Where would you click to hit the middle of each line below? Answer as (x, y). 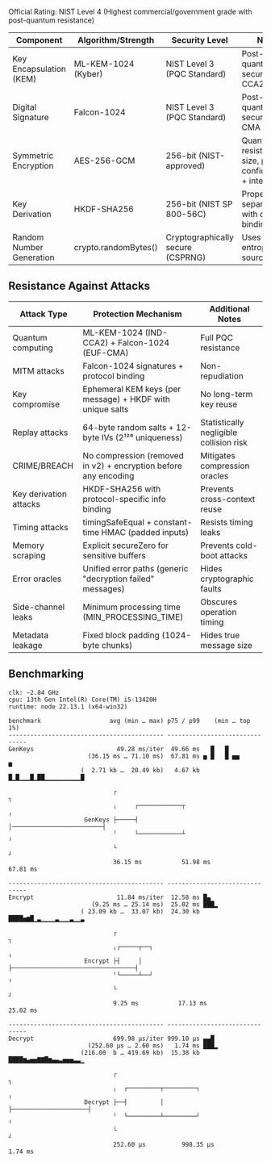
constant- (173, 522)
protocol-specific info (125, 499)
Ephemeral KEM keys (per (132, 389)
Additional (229, 308)
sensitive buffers (115, 555)
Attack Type (44, 314)
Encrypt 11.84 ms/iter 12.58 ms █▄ (110, 897)
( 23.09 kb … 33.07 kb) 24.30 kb (140, 911)
